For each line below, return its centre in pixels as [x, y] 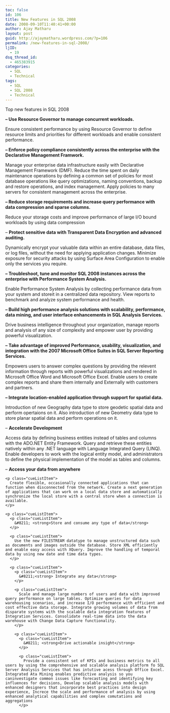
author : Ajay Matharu [28, 29]
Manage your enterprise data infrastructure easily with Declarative [75, 165]
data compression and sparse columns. [48, 207]
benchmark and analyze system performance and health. [65, 300]
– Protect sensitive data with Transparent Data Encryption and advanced [83, 232]
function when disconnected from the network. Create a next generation [84, 488]
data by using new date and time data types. [54, 554]
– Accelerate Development [34, 428]
